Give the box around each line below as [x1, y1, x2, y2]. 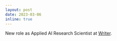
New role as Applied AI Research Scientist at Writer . [5, 30, 112, 36]
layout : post [5, 7, 33, 12]
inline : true [5, 16, 33, 21]
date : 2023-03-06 [5, 12, 42, 17]
